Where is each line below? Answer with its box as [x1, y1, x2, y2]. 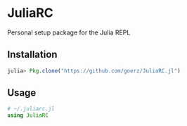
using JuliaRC [7, 112, 49, 119]
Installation [7, 49, 58, 61]
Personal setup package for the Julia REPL [7, 28, 131, 37]
